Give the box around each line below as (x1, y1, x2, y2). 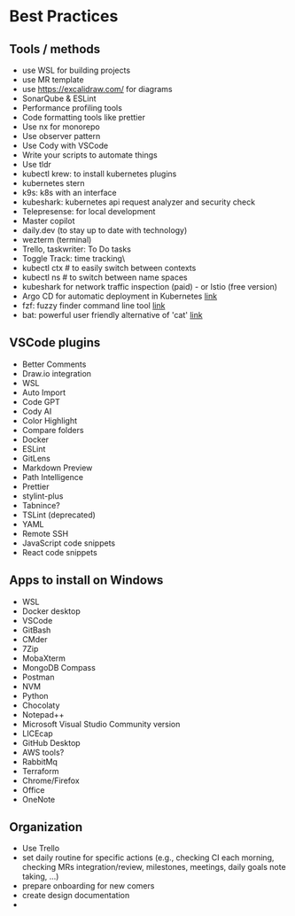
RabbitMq (21, 756, 58, 767)
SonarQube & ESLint (21, 93, 97, 104)
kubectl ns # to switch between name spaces (21, 272, 188, 283)
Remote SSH (21, 528, 69, 539)
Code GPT (21, 396, 60, 407)
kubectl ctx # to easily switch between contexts (21, 263, 197, 273)
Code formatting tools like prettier (21, 113, 146, 122)
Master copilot (21, 215, 75, 226)
